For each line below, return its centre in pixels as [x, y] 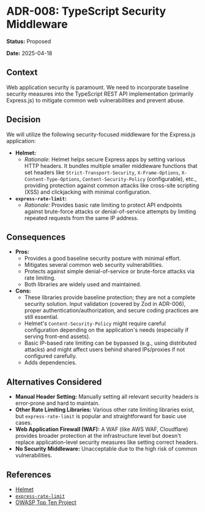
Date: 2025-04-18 [29, 53]
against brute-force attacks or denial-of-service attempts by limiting [110, 211]
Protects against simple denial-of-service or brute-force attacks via [109, 272]
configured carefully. [51, 356]
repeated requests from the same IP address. [81, 218]
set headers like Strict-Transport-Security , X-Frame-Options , [102, 172]
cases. [24, 423]
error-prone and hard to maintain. [57, 403]
